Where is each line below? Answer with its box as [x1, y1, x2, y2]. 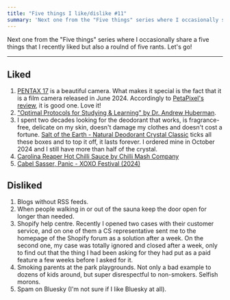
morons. [16, 278, 41, 286]
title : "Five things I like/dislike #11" [7, 10, 127, 17]
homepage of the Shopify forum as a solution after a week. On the [16, 234, 204, 242]
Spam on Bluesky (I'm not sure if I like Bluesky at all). [16, 285, 166, 293]
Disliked [7, 179, 42, 191]
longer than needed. [16, 212, 75, 221]
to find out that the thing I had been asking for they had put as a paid [16, 249, 211, 257]
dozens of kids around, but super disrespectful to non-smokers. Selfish [16, 271, 218, 279]
